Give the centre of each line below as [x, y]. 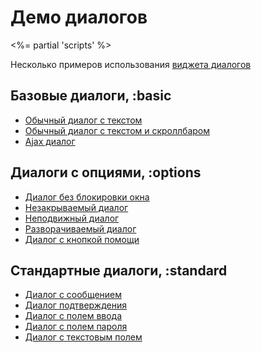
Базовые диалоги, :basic [91, 96]
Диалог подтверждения [75, 305]
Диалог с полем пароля [76, 327]
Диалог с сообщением [73, 295]
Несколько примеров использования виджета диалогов [131, 64]
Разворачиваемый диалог [80, 228]
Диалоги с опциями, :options [106, 172]
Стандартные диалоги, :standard [119, 270]
